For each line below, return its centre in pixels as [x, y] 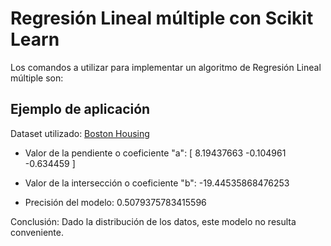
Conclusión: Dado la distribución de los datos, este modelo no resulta [153, 221]
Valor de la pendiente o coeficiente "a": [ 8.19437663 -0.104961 [155, 153]
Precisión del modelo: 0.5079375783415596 [115, 202]
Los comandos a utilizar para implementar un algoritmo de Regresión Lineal [166, 67]
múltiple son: [37, 78]
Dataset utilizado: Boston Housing [80, 133]
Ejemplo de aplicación [80, 109]
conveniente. [37, 232]
